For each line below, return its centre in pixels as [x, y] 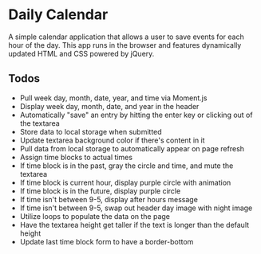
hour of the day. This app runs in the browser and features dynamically [125, 45]
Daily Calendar [58, 15]
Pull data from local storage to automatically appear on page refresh [132, 148]
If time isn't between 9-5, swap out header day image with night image [136, 208]
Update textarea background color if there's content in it [112, 140]
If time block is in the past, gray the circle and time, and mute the [127, 166]
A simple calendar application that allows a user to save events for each [127, 37]
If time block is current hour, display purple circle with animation [125, 182]
